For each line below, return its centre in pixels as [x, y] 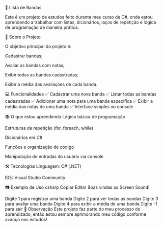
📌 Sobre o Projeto [23, 37]
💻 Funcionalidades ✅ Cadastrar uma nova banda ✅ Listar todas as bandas [81, 94]
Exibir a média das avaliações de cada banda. [51, 84]
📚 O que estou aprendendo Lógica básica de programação [65, 117]
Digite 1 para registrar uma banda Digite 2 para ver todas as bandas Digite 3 [82, 199]
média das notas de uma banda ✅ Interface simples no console [69, 107]
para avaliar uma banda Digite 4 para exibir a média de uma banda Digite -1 [81, 204]
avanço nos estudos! [26, 219]
